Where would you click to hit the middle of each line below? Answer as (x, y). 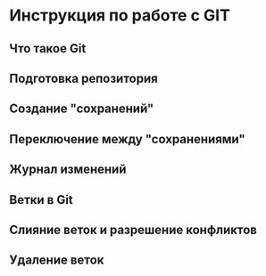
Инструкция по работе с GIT (120, 16)
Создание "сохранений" (82, 109)
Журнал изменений (68, 170)
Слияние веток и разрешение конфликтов (133, 229)
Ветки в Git (41, 200)
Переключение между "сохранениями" (127, 139)
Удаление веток (57, 260)
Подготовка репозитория (83, 78)
